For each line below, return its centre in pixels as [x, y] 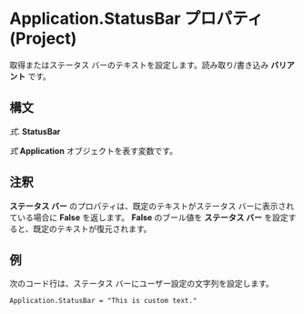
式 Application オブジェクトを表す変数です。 [93, 150]
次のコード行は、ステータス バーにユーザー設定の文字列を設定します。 [142, 284]
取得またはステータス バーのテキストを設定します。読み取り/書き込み [139, 65]
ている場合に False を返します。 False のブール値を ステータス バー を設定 [149, 217]
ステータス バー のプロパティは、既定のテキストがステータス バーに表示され [152, 206]
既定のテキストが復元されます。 [92, 228]
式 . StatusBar [35, 131]
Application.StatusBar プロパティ [137, 19]
